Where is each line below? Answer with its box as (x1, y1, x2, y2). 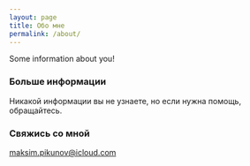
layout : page (9, 12, 57, 22)
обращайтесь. (9, 105, 63, 116)
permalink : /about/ (9, 29, 81, 38)
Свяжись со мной (9, 127, 90, 140)
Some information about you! (9, 54, 115, 64)
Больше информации (9, 76, 107, 88)
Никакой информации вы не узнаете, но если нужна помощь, (9, 95, 241, 106)
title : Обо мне (9, 21, 65, 30)
